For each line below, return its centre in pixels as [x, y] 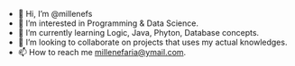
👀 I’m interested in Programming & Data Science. [108, 23]
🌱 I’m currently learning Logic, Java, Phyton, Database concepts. [138, 33]
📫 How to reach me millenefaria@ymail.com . [102, 52]
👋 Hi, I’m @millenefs [55, 14]
